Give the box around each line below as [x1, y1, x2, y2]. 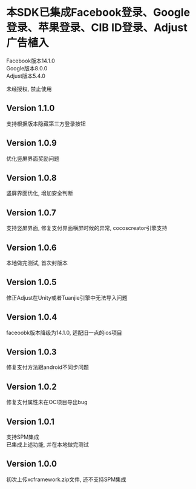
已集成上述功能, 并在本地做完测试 [6, 441, 89, 448]
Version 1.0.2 [6, 382, 57, 392]
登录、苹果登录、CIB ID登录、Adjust [6, 21, 188, 35]
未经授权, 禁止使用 [6, 85, 52, 92]
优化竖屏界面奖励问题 [6, 155, 59, 162]
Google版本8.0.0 [6, 64, 48, 72]
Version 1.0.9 [6, 138, 57, 149]
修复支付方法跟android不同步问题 [6, 363, 90, 371]
